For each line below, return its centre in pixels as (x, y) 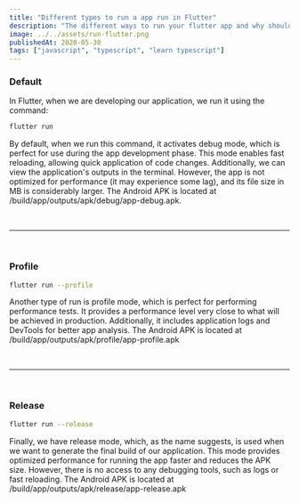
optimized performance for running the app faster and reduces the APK (140, 460)
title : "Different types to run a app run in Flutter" (113, 17)
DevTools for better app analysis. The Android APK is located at (125, 330)
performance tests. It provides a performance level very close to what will (145, 312)
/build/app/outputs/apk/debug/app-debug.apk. (96, 200)
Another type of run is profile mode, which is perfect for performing (133, 302)
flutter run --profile (51, 285)
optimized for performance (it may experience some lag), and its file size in (147, 182)
